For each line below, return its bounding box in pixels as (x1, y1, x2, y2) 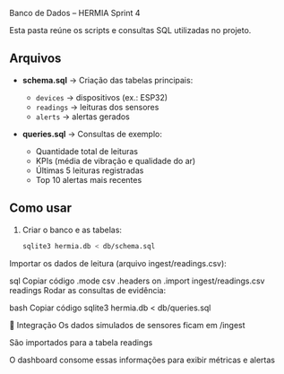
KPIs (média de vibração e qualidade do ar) (35, 155, 196, 166)
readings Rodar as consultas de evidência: (9, 284, 167, 295)
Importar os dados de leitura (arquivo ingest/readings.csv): (9, 257, 227, 268)
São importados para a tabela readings (9, 336, 153, 348)
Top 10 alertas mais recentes (35, 174, 142, 185)
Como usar (9, 201, 73, 216)
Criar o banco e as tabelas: (22, 224, 123, 235)
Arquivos (9, 51, 62, 66)
